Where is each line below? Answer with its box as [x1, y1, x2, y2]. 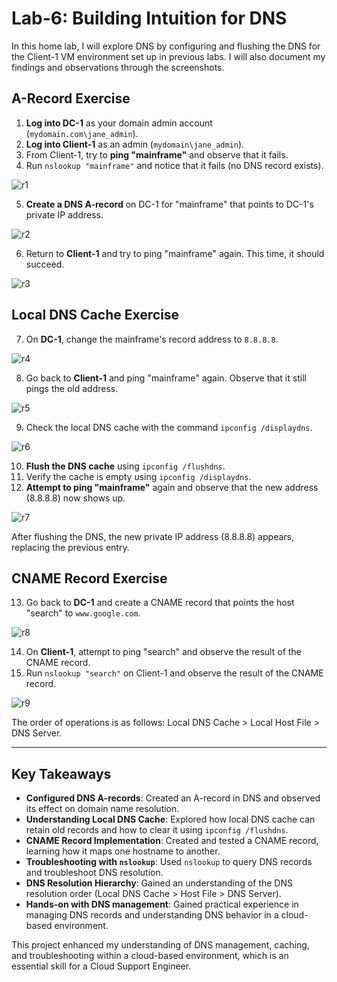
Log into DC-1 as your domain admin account [25, 117, 213, 129]
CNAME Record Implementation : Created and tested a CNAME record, [25, 835, 319, 847]
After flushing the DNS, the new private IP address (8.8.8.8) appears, [11, 530, 294, 542]
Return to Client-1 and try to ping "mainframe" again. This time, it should [25, 247, 325, 259]
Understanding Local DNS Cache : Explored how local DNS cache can [25, 813, 316, 826]
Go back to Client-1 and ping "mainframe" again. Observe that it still [25, 372, 307, 384]
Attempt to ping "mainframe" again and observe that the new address [25, 481, 319, 493]
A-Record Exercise [11, 90, 131, 107]
